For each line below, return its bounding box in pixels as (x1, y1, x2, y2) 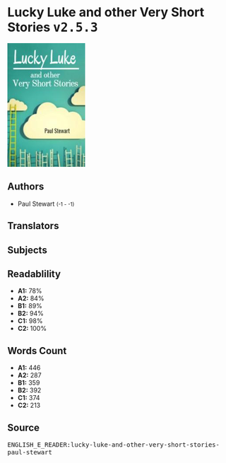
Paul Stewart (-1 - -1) (17, 199, 75, 208)
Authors (7, 181, 44, 193)
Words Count (7, 344, 67, 357)
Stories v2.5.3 (7, 19, 98, 35)
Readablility (7, 268, 61, 280)
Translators (7, 220, 59, 232)
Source (7, 421, 40, 433)
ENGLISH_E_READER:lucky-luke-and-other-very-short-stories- (7, 440, 220, 449)
